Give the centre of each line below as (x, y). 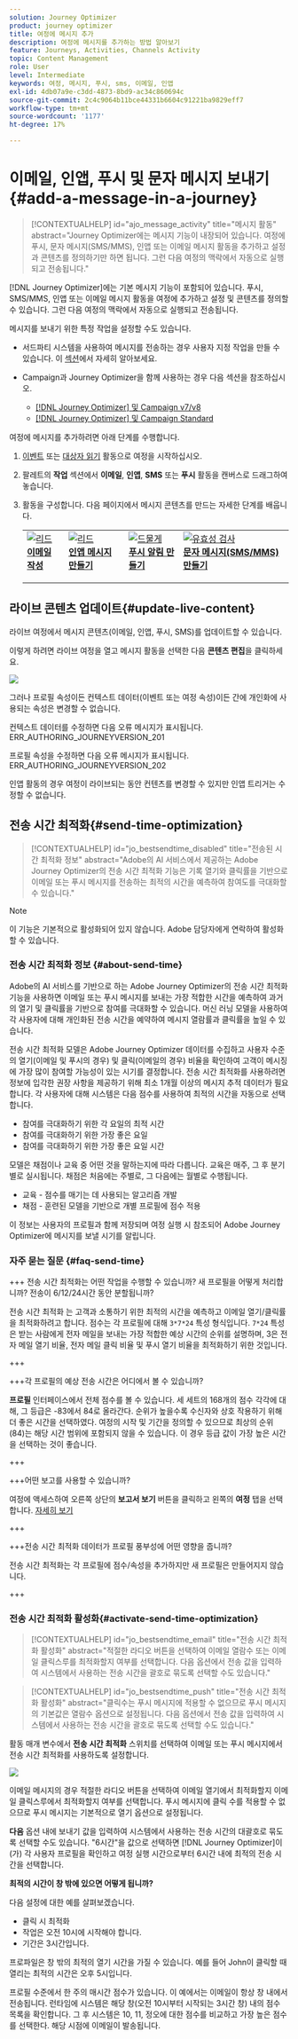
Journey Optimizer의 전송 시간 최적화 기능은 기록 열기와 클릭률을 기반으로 (159, 870)
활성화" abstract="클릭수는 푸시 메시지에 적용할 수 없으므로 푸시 (152, 1703)
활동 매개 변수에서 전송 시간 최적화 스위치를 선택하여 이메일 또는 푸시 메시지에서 (146, 1744)
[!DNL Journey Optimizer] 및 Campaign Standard (124, 418)
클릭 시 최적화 (46, 1921)
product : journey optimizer (61, 26)
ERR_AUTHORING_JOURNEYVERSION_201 (87, 736)
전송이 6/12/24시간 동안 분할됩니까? (92, 1293)
